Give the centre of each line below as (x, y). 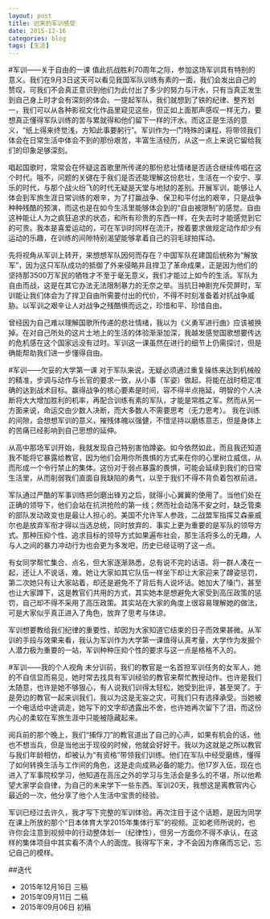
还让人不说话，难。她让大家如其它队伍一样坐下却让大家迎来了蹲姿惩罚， (142, 572)
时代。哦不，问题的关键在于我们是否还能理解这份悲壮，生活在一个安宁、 (135, 177)
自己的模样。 (36, 853)
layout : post (30, 16)
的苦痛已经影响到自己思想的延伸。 (65, 430)
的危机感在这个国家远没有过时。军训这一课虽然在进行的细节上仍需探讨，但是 (135, 343)
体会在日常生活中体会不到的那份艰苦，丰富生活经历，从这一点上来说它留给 (131, 140)
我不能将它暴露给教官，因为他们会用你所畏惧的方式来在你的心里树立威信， (131, 458)
